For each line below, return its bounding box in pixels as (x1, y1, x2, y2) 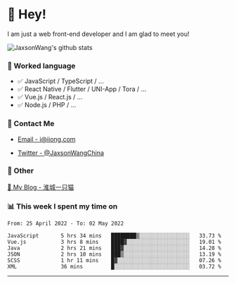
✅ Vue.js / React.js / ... (17, 93, 83, 101)
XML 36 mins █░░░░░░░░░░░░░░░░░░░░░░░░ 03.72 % (7, 264, 221, 271)
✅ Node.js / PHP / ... (17, 101, 77, 109)
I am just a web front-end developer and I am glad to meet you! (7, 30, 190, 38)
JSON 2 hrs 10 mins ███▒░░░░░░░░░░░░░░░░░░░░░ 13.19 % (7, 251, 221, 258)
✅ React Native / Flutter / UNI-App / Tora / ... (17, 85, 147, 94)
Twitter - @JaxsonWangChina (17, 148, 104, 157)
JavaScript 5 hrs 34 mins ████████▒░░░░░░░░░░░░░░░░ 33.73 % (7, 233, 221, 240)
